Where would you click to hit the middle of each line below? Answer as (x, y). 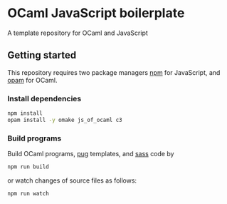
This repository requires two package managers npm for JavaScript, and (114, 72)
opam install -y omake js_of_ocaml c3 (65, 120)
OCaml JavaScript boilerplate (96, 13)
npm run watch (28, 193)
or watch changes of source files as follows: (72, 180)
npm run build (28, 167)
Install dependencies (44, 98)
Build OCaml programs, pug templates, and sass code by (91, 154)
